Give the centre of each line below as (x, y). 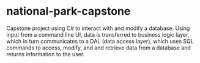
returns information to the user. (46, 54)
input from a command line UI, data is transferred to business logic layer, (98, 34)
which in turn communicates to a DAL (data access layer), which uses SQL (100, 41)
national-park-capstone (69, 11)
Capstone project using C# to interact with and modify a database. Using (98, 28)
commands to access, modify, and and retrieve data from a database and (99, 48)
